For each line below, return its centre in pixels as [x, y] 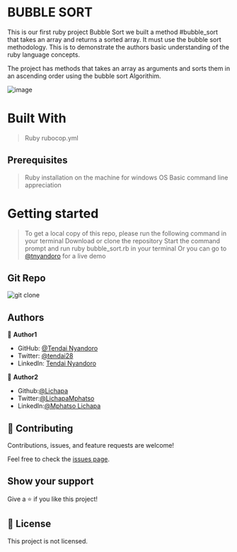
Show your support [51, 481]
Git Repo [27, 278]
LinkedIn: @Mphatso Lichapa [59, 406]
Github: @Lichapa [43, 391]
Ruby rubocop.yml [52, 138]
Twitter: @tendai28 [45, 356]
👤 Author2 [23, 377]
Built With [37, 118]
